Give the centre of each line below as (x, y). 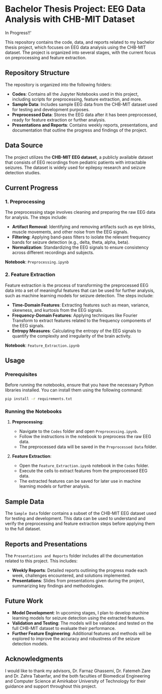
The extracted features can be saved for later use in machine (80, 481)
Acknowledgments (34, 659)
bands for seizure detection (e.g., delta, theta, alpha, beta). (71, 242)
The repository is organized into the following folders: (59, 85)
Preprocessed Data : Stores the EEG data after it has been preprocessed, (85, 115)
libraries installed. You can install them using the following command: (74, 390)
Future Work (24, 601)
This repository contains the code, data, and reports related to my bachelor (80, 42)
